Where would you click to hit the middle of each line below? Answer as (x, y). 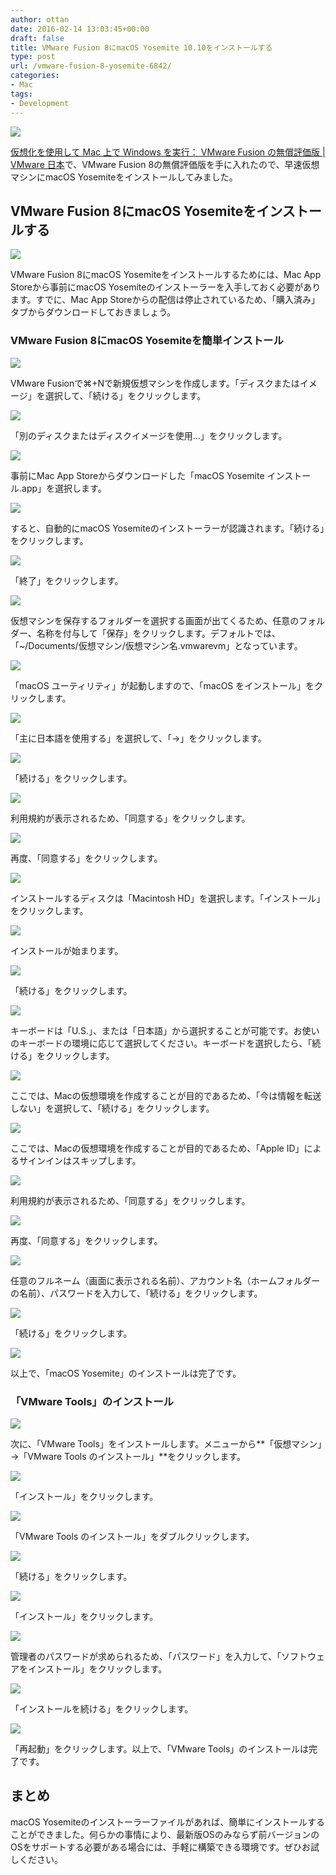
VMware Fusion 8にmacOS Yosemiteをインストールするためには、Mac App (166, 275)
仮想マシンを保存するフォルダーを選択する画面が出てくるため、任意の (155, 620)
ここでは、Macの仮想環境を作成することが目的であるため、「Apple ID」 (157, 1148)
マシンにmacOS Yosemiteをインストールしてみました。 (124, 177)
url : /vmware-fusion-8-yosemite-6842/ (91, 66)
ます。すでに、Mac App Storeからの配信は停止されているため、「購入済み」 (165, 300)
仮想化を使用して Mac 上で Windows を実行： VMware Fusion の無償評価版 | (168, 152)
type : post (33, 57)
